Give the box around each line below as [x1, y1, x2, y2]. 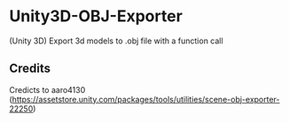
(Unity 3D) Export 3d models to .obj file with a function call [9, 35, 223, 46]
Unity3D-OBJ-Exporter [9, 6, 184, 27]
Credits [9, 61, 51, 76]
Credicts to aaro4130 [9, 84, 86, 95]
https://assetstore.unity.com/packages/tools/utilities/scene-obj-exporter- [12, 94, 280, 104]
